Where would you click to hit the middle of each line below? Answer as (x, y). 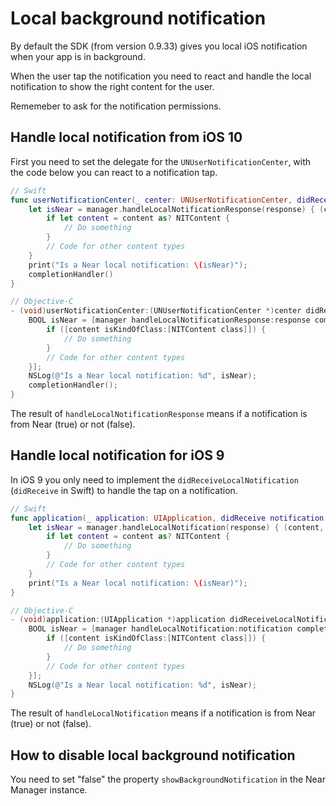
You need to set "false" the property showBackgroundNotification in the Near (168, 779)
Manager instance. (49, 790)
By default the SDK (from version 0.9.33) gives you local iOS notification (159, 46)
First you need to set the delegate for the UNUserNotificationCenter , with (161, 161)
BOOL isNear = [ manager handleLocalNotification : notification (160, 629)
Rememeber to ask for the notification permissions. (116, 106)
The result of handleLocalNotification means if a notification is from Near (163, 713)
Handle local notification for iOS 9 (117, 455)
